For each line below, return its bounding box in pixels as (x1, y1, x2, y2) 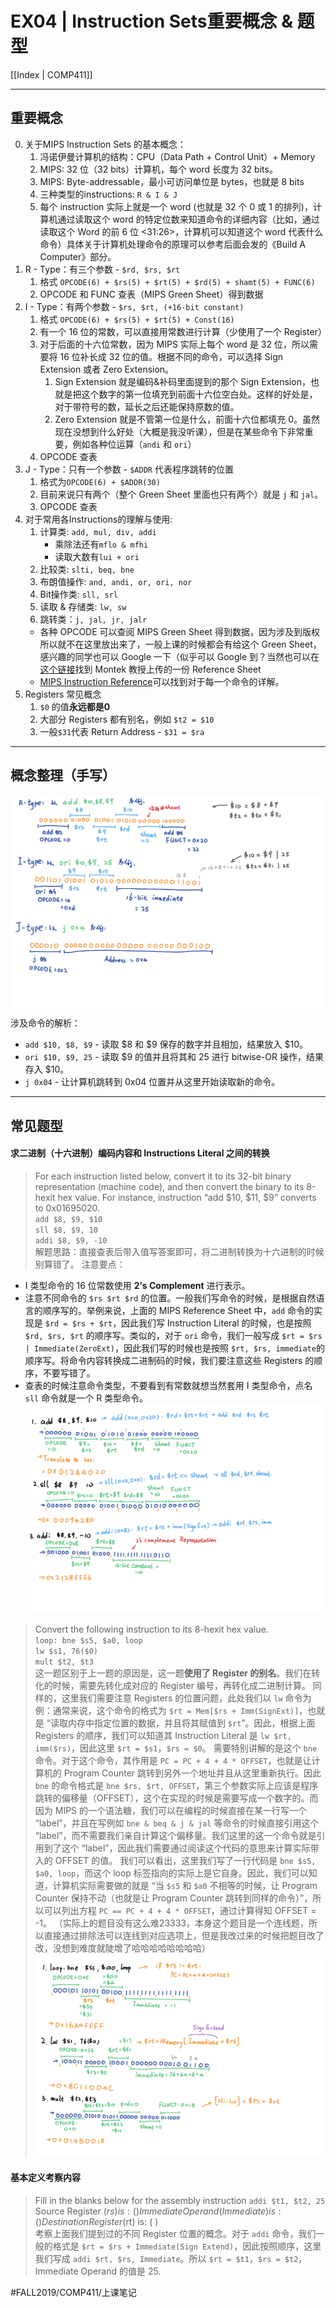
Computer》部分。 (39, 250, 117, 262)
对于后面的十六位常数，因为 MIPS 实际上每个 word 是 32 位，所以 (39, 338, 310, 350)
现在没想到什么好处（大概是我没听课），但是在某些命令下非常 (54, 425, 305, 437)
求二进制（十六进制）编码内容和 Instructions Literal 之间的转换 (10, 1147, 270, 1159)
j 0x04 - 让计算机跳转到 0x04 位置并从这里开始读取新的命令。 (24, 1076, 281, 1088)
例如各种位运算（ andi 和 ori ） (72, 438, 197, 450)
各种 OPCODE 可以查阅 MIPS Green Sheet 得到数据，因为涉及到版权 (39, 625, 320, 637)
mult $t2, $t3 (34, 1657, 94, 1667)
